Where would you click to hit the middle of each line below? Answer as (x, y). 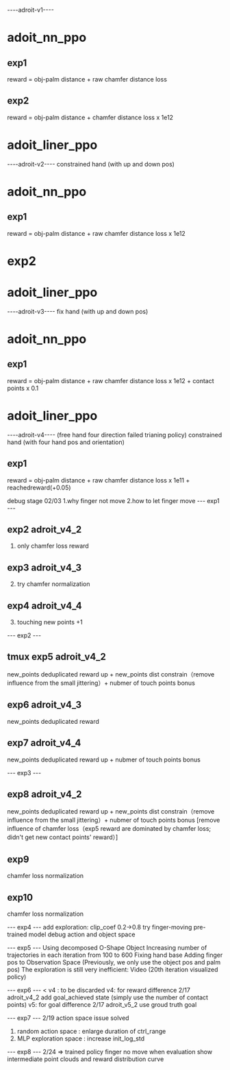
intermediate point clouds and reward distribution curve (86, 1059)
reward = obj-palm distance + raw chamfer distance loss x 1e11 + (99, 480)
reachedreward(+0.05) (39, 487)
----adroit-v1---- (31, 10)
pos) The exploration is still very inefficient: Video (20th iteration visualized (113, 969)
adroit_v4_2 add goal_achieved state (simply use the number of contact (108, 997)
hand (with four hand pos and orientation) (66, 442)
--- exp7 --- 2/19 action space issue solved (68, 1018)
